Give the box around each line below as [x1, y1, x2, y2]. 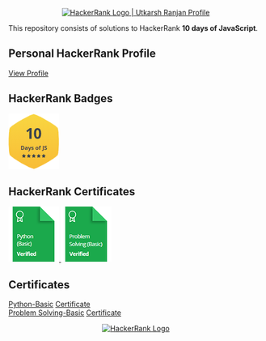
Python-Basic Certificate [8, 300, 91, 309]
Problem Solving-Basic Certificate [8, 308, 121, 318]
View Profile [8, 68, 49, 78]
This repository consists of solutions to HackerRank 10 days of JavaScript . [8, 23, 259, 32]
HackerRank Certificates [8, 185, 136, 198]
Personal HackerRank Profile [8, 47, 156, 61]
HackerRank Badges [8, 92, 113, 105]
